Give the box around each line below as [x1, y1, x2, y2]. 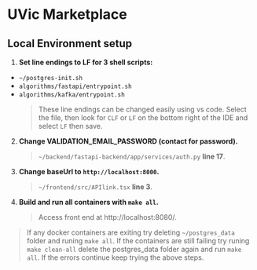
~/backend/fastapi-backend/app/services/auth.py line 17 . [38, 151, 226, 161]
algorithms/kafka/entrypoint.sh [18, 91, 125, 99]
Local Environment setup [7, 37, 133, 50]
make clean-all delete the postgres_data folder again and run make [26, 245, 242, 254]
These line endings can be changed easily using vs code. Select [38, 104, 247, 114]
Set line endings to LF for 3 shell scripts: [18, 57, 153, 67]
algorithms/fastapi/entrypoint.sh [18, 82, 132, 90]
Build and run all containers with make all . [18, 198, 159, 206]
